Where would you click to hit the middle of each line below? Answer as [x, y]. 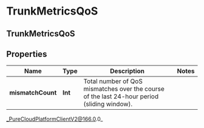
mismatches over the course [124, 89]
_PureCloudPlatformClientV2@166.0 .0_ [55, 119]
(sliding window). [108, 104]
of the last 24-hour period [121, 96]
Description [127, 71]
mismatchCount [33, 93]
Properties [27, 54]
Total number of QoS [113, 81]
